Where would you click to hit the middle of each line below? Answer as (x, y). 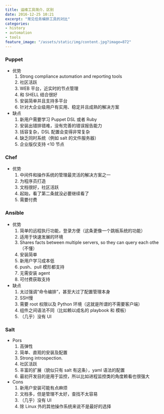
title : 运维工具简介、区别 (30, 10)
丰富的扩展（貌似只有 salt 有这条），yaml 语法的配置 (72, 370)
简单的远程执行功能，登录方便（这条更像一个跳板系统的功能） (82, 231)
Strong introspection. (41, 358)
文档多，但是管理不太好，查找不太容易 (59, 394)
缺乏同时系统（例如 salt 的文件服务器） (59, 138)
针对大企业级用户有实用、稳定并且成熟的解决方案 (69, 107)
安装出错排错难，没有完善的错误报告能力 (61, 126)
